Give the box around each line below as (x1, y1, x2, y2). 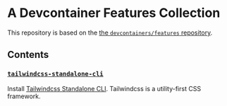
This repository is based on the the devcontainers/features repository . (7, 28, 213, 37)
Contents (7, 49, 49, 61)
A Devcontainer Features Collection (7, 5, 221, 21)
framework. (7, 92, 41, 100)
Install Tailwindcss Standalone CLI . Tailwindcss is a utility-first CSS (7, 84, 202, 93)
